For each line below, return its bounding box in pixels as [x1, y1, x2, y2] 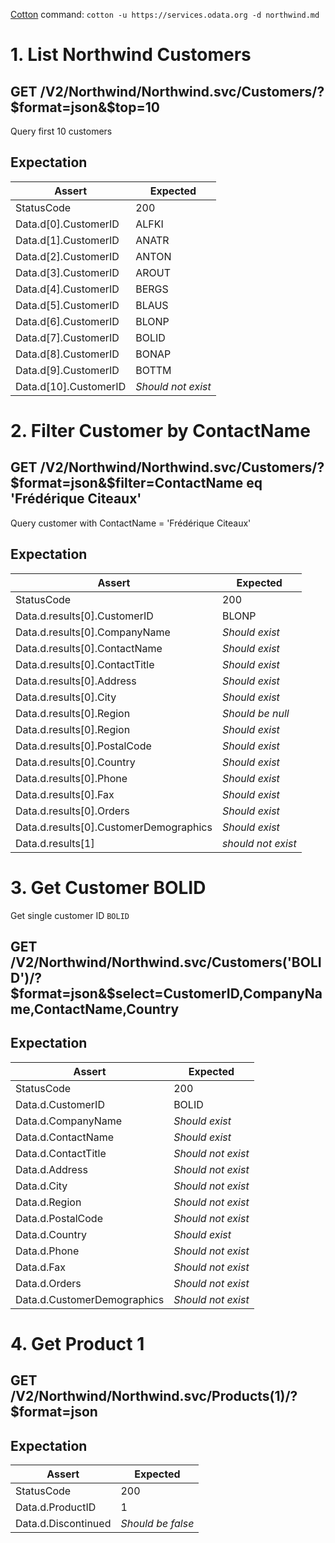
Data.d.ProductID [15, 1500, 97, 1514]
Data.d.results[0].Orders [15, 804, 130, 818]
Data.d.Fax [15, 1260, 66, 1274]
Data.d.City [15, 1179, 68, 1193]
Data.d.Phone [15, 1244, 80, 1258]
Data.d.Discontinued [15, 1517, 112, 1531]
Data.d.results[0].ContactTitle [15, 657, 155, 671]
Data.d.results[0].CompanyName [15, 625, 171, 639]
